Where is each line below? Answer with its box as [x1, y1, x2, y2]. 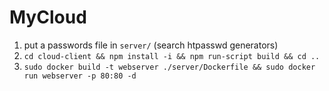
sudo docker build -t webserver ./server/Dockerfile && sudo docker [23, 62, 316, 72]
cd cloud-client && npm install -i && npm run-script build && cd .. [23, 51, 321, 61]
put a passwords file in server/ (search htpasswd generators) [23, 39, 279, 51]
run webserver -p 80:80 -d [23, 71, 137, 81]
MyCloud [9, 6, 87, 29]
